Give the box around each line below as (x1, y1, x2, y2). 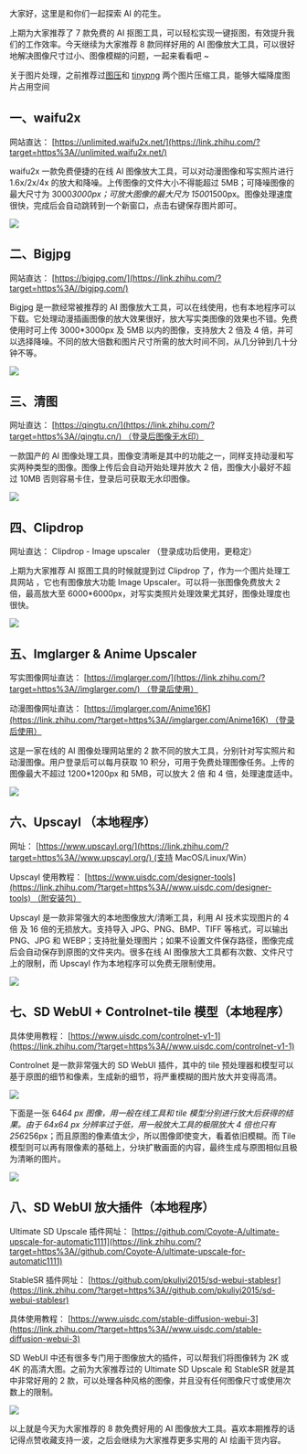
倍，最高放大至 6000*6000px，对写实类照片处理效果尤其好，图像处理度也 (9, 588, 291, 599)
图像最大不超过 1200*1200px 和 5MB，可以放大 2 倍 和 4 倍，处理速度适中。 (9, 768, 298, 779)
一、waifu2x (9, 111, 81, 126)
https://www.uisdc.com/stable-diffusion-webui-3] (70, 1313, 259, 1324)
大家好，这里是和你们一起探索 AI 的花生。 (9, 8, 166, 18)
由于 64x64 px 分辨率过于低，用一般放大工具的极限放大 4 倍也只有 (25, 1118, 276, 1129)
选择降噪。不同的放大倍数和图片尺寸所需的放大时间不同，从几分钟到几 (16, 336, 281, 347)
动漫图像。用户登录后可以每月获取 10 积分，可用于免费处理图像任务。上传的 (9, 757, 295, 768)
